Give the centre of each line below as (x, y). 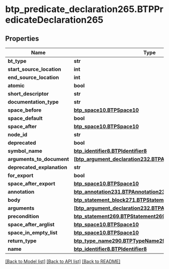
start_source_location (34, 69)
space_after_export (31, 184)
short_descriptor (28, 94)
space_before (25, 110)
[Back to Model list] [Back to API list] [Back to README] (63, 261)
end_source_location (33, 77)
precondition (23, 216)
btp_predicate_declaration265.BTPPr (84, 9)
